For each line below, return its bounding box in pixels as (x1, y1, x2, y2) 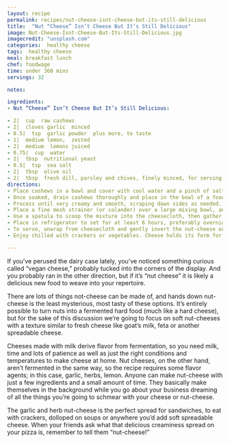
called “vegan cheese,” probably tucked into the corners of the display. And (7, 264, 221, 272)
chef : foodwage (7, 61, 51, 68)
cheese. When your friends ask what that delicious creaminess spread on (7, 420, 214, 429)
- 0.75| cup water (7, 149, 66, 156)
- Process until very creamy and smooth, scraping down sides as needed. (7, 200, 222, 207)
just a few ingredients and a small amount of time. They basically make (7, 378, 207, 386)
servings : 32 (7, 73, 44, 81)
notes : (7, 86, 26, 93)
